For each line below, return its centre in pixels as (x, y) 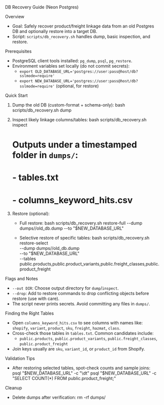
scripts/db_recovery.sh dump (42, 110)
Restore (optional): (31, 214)
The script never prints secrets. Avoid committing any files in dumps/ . (81, 304)
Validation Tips (20, 358)
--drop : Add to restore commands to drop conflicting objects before (81, 294)
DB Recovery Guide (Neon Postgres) (42, 7)
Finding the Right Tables (29, 313)
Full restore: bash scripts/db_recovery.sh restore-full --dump (81, 223)
